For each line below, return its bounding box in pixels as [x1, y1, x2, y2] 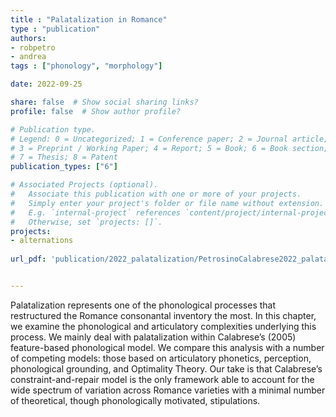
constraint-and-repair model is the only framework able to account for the [10, 373, 315, 385]
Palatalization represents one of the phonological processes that [10, 299, 277, 311]
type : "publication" [10, 24, 101, 34]
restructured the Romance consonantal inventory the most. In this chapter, [10, 309, 317, 321]
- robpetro [10, 42, 56, 53]
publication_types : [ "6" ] [10, 162, 118, 172]
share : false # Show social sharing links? [10, 97, 199, 107]
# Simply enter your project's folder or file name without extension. [10, 198, 325, 208]
